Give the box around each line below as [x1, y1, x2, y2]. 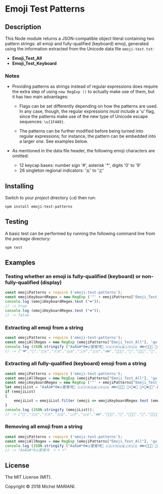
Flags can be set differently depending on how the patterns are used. [19, 103, 158, 109]
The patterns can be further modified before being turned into [19, 128, 144, 134]
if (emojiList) [5, 389, 36, 394]
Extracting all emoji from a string [5, 324, 83, 331]
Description [5, 23, 41, 31]
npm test [5, 245, 23, 250]
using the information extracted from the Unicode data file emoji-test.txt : [5, 46, 154, 51]
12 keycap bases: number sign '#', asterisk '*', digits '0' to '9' [19, 163, 141, 168]
